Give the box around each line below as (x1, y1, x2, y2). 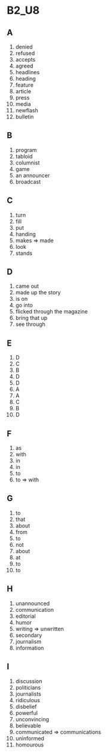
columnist (15, 159, 40, 166)
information (15, 644, 44, 651)
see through (15, 321, 45, 328)
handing (15, 230, 36, 237)
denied (15, 43, 33, 50)
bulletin (15, 113, 34, 120)
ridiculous (15, 696, 41, 703)
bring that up (15, 315, 48, 322)
